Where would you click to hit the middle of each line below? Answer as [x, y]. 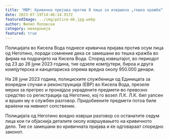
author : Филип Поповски [30, 24]
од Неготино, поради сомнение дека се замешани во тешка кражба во [82, 53]
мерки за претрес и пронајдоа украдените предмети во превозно [76, 90]
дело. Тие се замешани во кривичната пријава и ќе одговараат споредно [84, 126]
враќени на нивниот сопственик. [40, 106]
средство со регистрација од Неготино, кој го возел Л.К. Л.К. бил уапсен [84, 95]
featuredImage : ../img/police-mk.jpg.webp [50, 19]
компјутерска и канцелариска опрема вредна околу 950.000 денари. [80, 69]
